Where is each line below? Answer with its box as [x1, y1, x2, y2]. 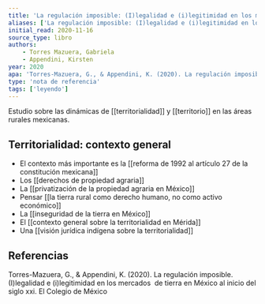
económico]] [19, 201, 62, 210]
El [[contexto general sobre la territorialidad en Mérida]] [19, 218, 201, 227]
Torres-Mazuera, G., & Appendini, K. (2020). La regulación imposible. [8, 270, 233, 279]
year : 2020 [8, 63, 44, 71]
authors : [8, 41, 37, 49]
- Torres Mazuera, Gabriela [22, 48, 114, 56]
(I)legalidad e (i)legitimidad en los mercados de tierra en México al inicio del [8, 278, 256, 287]
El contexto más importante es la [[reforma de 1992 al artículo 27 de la [19, 159, 248, 168]
